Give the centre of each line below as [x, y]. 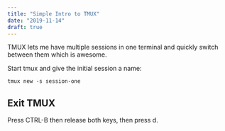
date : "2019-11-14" [36, 21]
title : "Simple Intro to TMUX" [54, 14]
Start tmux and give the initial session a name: [75, 69]
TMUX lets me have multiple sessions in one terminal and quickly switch [113, 47]
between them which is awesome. [57, 55]
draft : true [25, 27]
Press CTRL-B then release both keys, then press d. [83, 120]
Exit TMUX [31, 103]
